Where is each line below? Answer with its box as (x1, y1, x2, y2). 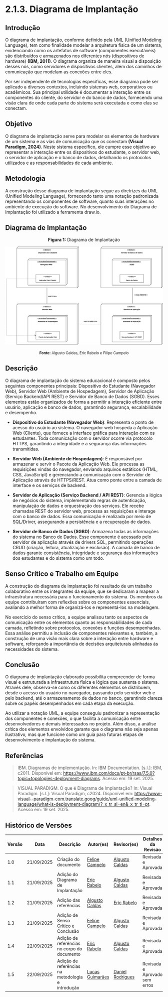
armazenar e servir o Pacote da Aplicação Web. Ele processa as (12, 461, 145, 467)
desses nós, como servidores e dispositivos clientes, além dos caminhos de (5, 64, 162, 69)
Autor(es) (87, 841, 109, 847)
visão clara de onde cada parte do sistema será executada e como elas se (5, 100, 158, 106)
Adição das (56, 897, 80, 903)
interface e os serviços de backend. (12, 482, 86, 488)
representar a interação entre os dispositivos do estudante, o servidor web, (5, 149, 160, 155)
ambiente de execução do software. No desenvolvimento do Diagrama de (5, 203, 157, 209)
